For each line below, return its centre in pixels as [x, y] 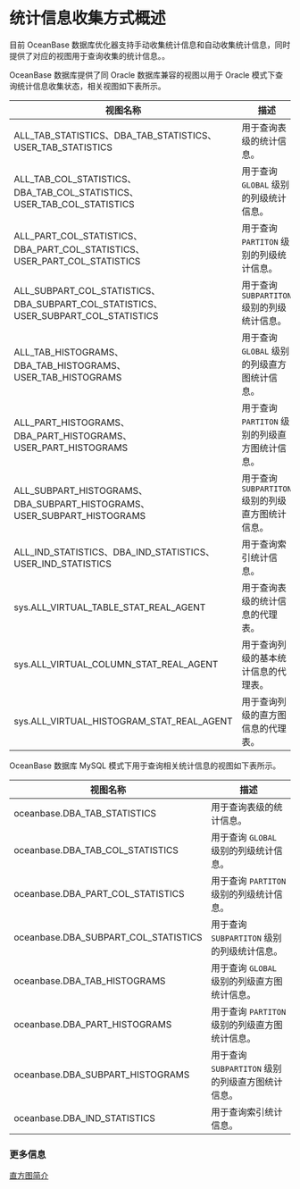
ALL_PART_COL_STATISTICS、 [78, 236]
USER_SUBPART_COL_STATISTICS [86, 315]
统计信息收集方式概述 [88, 18]
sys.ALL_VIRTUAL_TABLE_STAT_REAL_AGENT [110, 607]
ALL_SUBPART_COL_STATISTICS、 [87, 290]
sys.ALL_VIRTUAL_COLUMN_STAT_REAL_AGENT [116, 664]
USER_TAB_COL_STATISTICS [75, 204]
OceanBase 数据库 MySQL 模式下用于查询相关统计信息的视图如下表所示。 [145, 766]
